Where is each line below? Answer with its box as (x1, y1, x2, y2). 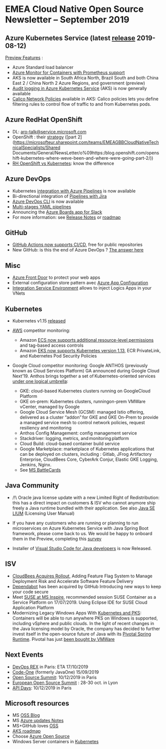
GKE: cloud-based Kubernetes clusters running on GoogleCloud (19, 388, 151, 394)
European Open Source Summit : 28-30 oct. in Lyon (12, 680, 118, 686)
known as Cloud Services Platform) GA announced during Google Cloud (12, 368, 160, 374)
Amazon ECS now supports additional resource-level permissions (19, 337, 154, 343)
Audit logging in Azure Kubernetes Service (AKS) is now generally (12, 85, 147, 91)
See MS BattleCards (19, 467, 61, 473)
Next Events (5, 651, 44, 659)
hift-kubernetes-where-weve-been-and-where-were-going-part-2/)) (12, 155, 154, 161)
